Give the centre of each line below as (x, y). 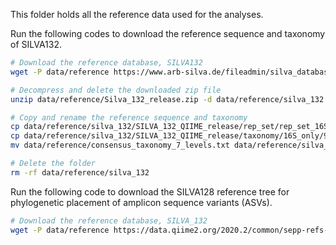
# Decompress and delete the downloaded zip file (116, 90)
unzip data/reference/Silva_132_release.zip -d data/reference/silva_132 (167, 99)
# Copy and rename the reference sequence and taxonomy (129, 117)
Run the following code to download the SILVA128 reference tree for (150, 191)
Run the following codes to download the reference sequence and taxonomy (168, 33)
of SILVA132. (36, 44)
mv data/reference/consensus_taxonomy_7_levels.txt (120, 145)
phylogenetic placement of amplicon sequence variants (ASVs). (141, 202)
